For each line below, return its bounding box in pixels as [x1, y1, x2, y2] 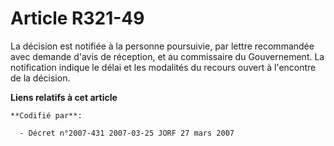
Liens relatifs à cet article [10, 91, 118, 103]
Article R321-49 [10, 7, 145, 30]
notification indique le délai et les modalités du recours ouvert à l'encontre [10, 61, 317, 73]
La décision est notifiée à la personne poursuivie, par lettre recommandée [10, 40, 315, 52]
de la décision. [10, 72, 71, 84]
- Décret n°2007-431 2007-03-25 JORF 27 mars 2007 [19, 128, 235, 138]
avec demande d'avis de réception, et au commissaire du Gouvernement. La [10, 50, 325, 62]
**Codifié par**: [10, 110, 83, 121]
